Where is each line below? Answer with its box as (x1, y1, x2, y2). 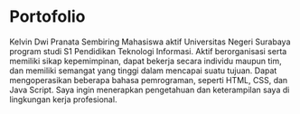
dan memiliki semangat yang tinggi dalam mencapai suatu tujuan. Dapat (9, 65, 277, 76)
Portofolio (9, 6, 86, 27)
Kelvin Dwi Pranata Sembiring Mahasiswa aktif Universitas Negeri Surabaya (9, 36, 291, 47)
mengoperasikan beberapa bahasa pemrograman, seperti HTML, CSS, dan (9, 74, 288, 85)
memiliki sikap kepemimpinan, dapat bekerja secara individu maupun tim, (9, 55, 282, 66)
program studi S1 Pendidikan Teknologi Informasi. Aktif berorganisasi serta (9, 45, 287, 56)
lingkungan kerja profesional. (9, 93, 117, 105)
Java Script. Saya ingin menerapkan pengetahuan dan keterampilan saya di (9, 84, 290, 95)
